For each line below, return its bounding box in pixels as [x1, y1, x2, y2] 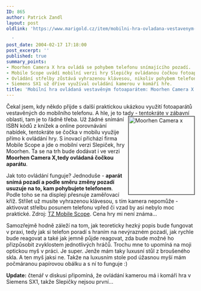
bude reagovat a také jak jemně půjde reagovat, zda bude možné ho [6, 235, 175, 242]
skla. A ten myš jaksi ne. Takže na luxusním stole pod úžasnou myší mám [6, 254, 187, 261]
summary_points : [6, 58, 47, 65]
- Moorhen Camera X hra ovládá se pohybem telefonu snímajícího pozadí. [6, 64, 191, 70]
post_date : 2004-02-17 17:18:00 [6, 42, 87, 48]
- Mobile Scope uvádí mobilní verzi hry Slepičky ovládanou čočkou [6, 70, 178, 76]
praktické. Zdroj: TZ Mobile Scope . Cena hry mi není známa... [6, 211, 157, 217]
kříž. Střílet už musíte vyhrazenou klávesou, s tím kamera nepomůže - [6, 197, 178, 205]
